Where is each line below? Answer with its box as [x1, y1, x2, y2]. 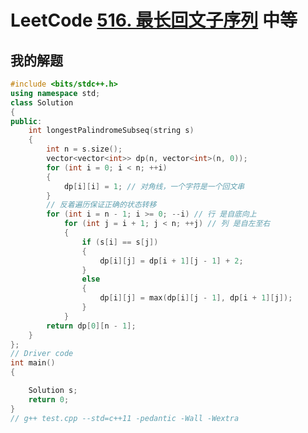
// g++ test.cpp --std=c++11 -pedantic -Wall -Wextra [10, 413, 240, 423]
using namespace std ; [10, 88, 101, 98]
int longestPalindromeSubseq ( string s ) [28, 126, 195, 136]
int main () [10, 358, 56, 368]
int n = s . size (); [46, 144, 123, 155]
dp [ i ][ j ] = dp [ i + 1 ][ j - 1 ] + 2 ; [99, 256, 244, 266]
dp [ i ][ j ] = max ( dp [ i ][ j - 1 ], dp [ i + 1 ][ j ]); [99, 293, 293, 303]
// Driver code [10, 349, 74, 359]
